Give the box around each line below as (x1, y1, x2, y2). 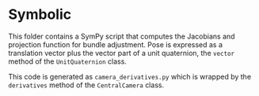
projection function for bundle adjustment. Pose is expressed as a (8, 39, 223, 49)
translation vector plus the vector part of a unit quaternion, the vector (8, 48, 235, 57)
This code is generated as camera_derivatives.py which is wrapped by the (8, 72, 252, 81)
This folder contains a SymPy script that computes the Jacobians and (8, 31, 235, 41)
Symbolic (8, 6, 72, 24)
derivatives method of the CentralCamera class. (8, 80, 165, 90)
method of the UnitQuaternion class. (8, 57, 127, 66)
